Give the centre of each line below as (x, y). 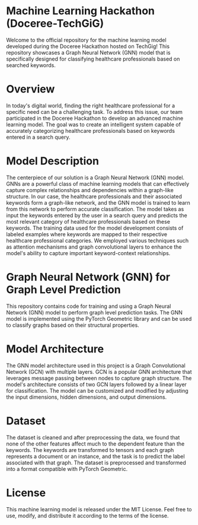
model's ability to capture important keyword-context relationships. (88, 253)
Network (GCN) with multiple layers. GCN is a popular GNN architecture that (99, 371)
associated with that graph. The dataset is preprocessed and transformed (96, 462)
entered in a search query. (38, 137)
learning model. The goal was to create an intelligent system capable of (93, 124)
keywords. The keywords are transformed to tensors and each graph (90, 450)
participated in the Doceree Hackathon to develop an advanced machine (95, 118)
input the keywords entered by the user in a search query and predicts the (97, 215)
